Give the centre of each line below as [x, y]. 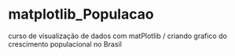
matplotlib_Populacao [81, 14]
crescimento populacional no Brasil [65, 44]
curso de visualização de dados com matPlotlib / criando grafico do [118, 36]
